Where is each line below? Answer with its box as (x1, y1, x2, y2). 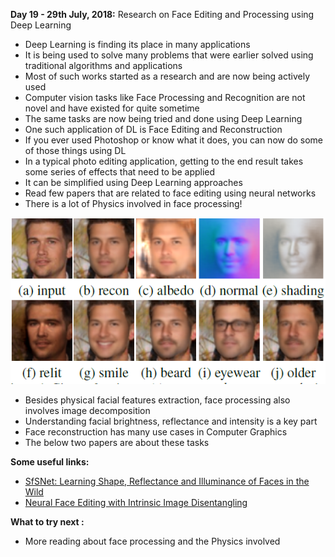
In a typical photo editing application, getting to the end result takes (24, 155, 304, 167)
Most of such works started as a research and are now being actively (24, 70, 311, 82)
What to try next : (10, 515, 85, 528)
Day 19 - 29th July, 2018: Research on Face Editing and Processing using (10, 9, 315, 20)
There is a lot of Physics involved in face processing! (24, 198, 243, 209)
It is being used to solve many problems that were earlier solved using (24, 49, 314, 61)
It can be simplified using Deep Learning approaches (24, 177, 243, 188)
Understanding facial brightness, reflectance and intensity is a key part (24, 415, 318, 427)
